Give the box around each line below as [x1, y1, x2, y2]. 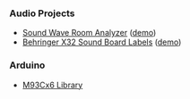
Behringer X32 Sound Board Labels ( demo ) [22, 37, 182, 47]
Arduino [9, 59, 46, 71]
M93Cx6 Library [22, 79, 83, 90]
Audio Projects [9, 7, 75, 20]
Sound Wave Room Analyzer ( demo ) [22, 28, 157, 38]
